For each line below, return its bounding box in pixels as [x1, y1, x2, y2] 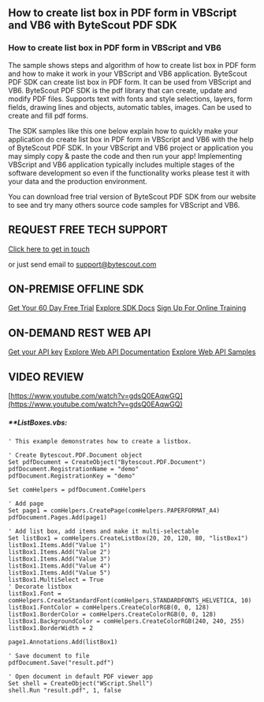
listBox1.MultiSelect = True [8, 576, 104, 583]
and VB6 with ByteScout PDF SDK [8, 19, 177, 32]
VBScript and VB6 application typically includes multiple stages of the [8, 160, 235, 169]
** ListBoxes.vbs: [8, 417, 68, 427]
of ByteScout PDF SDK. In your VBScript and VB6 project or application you [8, 142, 254, 153]
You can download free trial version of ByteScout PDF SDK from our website [8, 191, 256, 201]
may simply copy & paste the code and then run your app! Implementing [8, 151, 243, 160]
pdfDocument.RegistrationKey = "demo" [8, 472, 136, 480]
